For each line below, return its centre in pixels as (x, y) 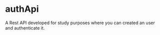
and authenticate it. (25, 28)
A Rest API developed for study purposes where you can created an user (80, 23)
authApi (22, 9)
